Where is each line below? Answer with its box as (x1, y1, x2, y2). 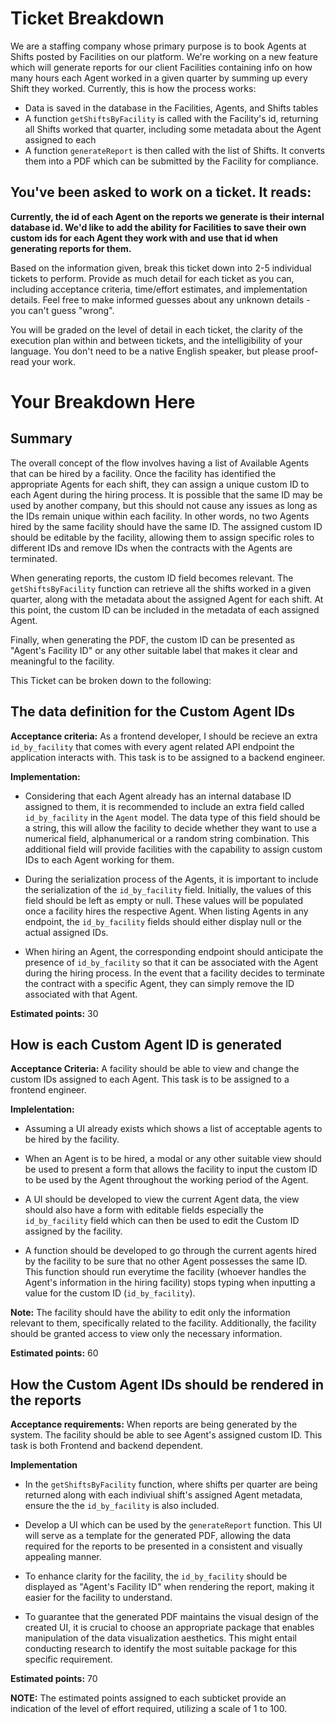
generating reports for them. (10, 242, 132, 254)
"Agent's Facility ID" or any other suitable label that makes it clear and (10, 644, 298, 656)
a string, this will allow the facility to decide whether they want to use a (24, 822, 317, 834)
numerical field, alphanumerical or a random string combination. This (24, 832, 310, 844)
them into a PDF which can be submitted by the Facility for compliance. (24, 155, 319, 167)
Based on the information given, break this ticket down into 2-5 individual (10, 262, 312, 274)
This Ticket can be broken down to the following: (10, 674, 212, 686)
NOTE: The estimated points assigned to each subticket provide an (10, 1692, 287, 1704)
